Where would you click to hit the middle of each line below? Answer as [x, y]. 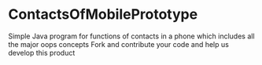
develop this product [42, 52]
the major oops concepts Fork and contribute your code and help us [119, 44]
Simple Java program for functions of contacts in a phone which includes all [131, 36]
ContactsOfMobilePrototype [103, 14]
